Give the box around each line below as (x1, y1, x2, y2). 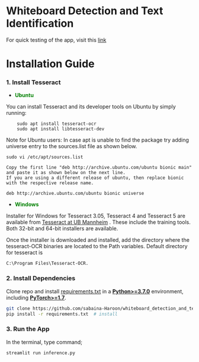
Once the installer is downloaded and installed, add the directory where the (6, 236, 190, 244)
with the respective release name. (6, 180, 94, 186)
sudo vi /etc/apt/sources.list (6, 154, 84, 161)
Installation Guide (6, 57, 95, 71)
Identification (6, 17, 74, 30)
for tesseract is (6, 249, 43, 256)
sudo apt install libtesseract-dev (17, 126, 105, 132)
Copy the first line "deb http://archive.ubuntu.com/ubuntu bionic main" (6, 165, 192, 171)
